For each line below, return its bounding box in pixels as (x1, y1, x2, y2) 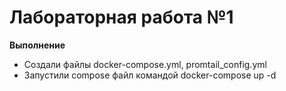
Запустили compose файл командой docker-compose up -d (23, 69, 277, 81)
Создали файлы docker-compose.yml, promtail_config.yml (23, 58, 267, 70)
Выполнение (9, 39, 66, 51)
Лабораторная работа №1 (9, 6, 234, 29)
